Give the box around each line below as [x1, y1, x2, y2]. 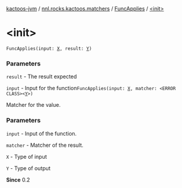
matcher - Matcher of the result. [6, 141, 84, 149]
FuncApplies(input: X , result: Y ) [6, 45, 92, 51]
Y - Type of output [6, 164, 51, 172]
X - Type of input [6, 153, 47, 160]
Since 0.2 [6, 176, 30, 183]
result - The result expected [6, 73, 78, 80]
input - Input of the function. [6, 130, 77, 137]
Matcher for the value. [6, 101, 61, 109]
